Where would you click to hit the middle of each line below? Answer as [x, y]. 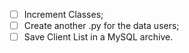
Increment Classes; [63, 14]
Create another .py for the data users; [101, 26]
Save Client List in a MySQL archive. [98, 37]
